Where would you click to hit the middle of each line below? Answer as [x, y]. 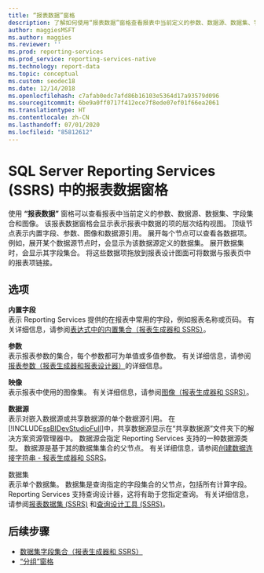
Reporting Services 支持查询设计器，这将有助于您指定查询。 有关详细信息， [130, 495]
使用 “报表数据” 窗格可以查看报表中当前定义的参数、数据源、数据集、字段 [127, 214]
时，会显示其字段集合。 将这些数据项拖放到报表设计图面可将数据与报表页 [126, 253]
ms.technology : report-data [54, 67]
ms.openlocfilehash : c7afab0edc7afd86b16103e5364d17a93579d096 [114, 96]
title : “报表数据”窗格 [42, 15]
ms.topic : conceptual [44, 74]
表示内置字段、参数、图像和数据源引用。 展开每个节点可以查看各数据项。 [133, 233]
